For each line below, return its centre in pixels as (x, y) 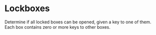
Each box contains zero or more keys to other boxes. (58, 27)
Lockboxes (27, 9)
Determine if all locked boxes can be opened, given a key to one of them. (78, 22)
